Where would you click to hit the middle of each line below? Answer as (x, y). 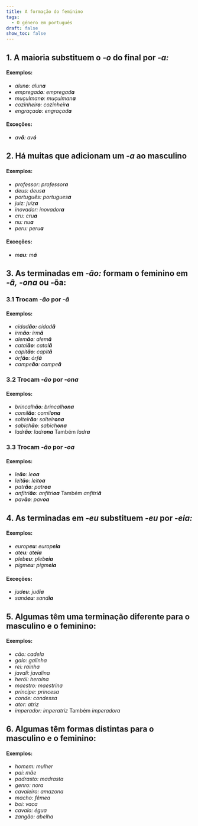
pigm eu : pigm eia (35, 565)
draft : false (22, 28)
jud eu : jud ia (29, 592)
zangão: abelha (34, 817)
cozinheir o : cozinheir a (42, 105)
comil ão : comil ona (38, 413)
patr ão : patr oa (33, 487)
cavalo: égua (31, 811)
